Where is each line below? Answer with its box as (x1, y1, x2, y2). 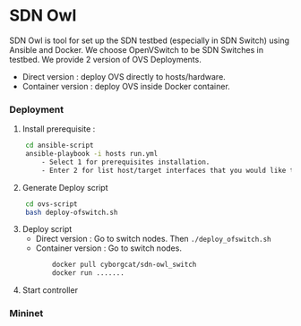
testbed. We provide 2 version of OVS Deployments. (9, 54, 202, 64)
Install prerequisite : (21, 124, 96, 134)
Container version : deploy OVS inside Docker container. (21, 81, 230, 91)
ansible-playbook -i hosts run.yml (25, 150, 159, 159)
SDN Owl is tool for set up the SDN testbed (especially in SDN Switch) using (9, 35, 289, 46)
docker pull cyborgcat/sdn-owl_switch (52, 261, 197, 270)
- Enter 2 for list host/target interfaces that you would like (41, 166, 287, 175)
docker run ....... (52, 269, 125, 278)
